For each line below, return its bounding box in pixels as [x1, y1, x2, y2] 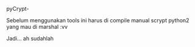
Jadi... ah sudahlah [6, 35, 54, 42]
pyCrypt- [6, 5, 29, 12]
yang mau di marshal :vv [6, 23, 68, 30]
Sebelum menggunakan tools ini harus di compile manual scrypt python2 [6, 17, 190, 23]
